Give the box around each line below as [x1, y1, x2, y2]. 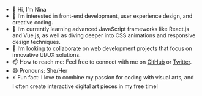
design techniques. [12, 39, 61, 45]
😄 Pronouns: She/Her [12, 67, 68, 74]
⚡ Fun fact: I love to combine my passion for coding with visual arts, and [12, 74, 194, 81]
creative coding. [12, 19, 53, 26]
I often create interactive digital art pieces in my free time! [12, 83, 158, 90]
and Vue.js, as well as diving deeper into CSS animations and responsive [12, 32, 196, 39]
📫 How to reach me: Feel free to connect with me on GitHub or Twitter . [12, 58, 192, 65]
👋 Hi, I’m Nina [12, 6, 47, 13]
